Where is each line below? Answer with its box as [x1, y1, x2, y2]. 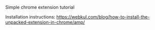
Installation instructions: [5, 14, 56, 19]
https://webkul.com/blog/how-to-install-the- [56, 14, 150, 19]
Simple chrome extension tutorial [5, 4, 75, 10]
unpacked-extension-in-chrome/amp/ [5, 19, 85, 25]
